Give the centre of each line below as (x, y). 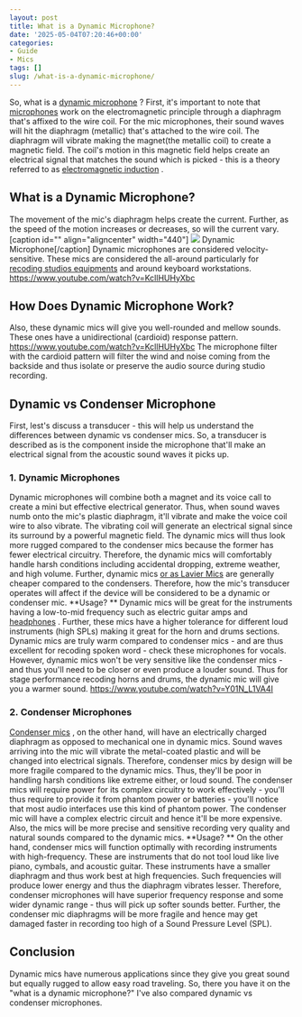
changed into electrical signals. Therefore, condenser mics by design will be (151, 760)
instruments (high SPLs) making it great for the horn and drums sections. (145, 631)
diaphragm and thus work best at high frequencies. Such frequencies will (146, 875)
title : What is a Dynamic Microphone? (82, 26)
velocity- (252, 249)
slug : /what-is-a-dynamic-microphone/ (82, 77)
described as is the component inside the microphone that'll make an (137, 445)
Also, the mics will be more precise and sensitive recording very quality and (150, 828)
